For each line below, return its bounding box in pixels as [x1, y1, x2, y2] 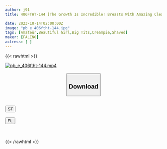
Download [69, 82, 98, 90]
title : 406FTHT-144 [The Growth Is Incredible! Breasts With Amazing [5, 12, 153, 17]
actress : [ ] [5, 39, 32, 45]
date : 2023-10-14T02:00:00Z [5, 21, 64, 26]
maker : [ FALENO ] [5, 35, 39, 40]
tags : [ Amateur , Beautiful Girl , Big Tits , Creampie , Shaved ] [5, 30, 128, 35]
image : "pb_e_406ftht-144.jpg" [5, 25, 70, 30]
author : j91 [5, 7, 30, 12]
